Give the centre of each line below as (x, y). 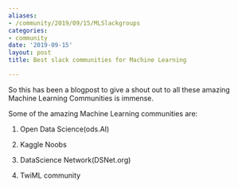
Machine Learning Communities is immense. (81, 98)
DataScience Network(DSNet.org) (75, 159)
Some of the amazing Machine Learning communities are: (103, 113)
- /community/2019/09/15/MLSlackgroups (74, 23)
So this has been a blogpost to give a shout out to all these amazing (119, 89)
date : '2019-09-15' (41, 45)
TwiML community (50, 175)
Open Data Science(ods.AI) (64, 129)
